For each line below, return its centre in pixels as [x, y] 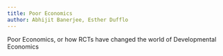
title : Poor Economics [40, 13]
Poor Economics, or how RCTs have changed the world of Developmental [112, 39]
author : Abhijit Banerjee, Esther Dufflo [68, 20]
